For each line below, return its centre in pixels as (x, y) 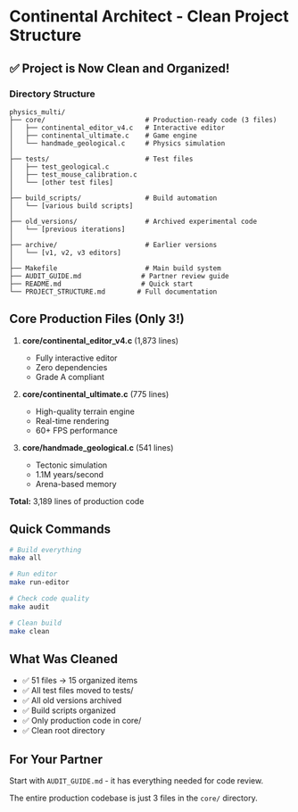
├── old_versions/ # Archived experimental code (133, 221)
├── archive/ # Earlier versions (113, 244)
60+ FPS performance (76, 430)
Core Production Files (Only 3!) (97, 319)
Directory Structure (52, 94)
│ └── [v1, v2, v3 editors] (66, 253)
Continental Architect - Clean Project (149, 17)
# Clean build (36, 623)
